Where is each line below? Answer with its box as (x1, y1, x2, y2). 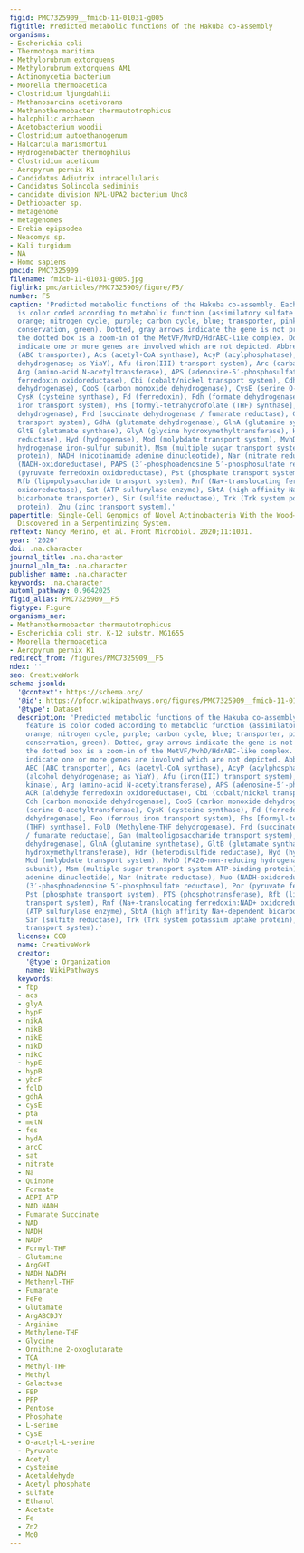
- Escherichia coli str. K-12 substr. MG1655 (9, 628, 184, 637)
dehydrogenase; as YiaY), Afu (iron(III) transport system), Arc (17, 359, 270, 368)
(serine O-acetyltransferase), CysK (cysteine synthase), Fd (25, 806, 261, 815)
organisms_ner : (9, 612, 67, 621)
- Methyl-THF (17, 1362, 67, 1371)
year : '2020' (9, 536, 59, 545)
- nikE (17, 1033, 43, 1043)
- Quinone (17, 1176, 54, 1186)
